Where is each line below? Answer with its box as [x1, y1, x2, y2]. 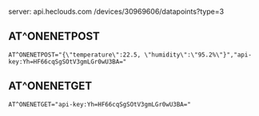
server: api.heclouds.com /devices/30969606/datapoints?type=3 [8, 7, 225, 16]
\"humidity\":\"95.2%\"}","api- [144, 51, 252, 59]
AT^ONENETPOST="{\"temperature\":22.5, [8, 51, 141, 59]
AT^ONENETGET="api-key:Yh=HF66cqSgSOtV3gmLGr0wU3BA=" [8, 100, 192, 108]
